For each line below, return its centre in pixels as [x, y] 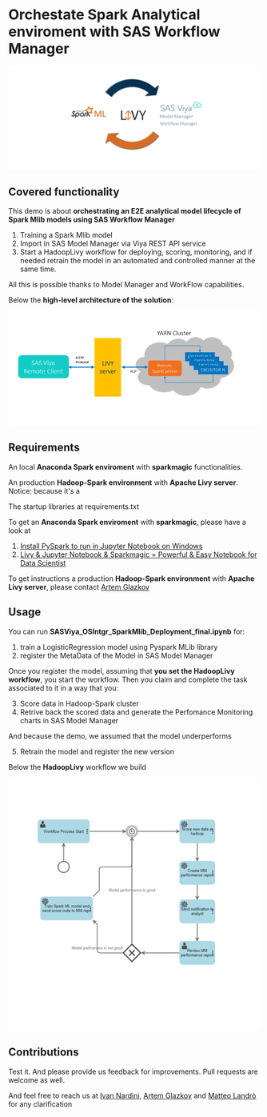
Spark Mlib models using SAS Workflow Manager [92, 220]
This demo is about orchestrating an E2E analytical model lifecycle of [125, 211]
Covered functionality [64, 192]
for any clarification [40, 1104]
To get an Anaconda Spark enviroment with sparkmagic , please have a [127, 522]
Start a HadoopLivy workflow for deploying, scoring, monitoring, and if [136, 252]
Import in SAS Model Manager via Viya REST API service [113, 244]
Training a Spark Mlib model [66, 235]
